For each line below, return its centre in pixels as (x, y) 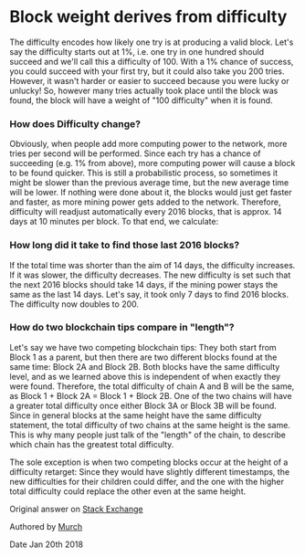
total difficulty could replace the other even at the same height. (128, 491)
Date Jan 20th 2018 (47, 544)
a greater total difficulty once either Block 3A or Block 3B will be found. (143, 405)
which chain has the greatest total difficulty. (92, 444)
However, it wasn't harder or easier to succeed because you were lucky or (149, 80)
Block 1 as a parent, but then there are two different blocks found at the (143, 357)
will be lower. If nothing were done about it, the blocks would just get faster (151, 193)
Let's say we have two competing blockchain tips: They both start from (143, 347)
